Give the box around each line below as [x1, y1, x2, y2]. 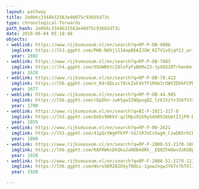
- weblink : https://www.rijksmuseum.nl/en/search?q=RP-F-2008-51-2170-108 [6, 141, 195, 147]
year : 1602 [11, 53, 38, 59]
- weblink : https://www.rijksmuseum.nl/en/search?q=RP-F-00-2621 [6, 125, 171, 131]
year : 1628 [11, 70, 38, 75]
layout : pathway [6, 8, 46, 15]
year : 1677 [11, 86, 38, 92]
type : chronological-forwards [6, 20, 81, 26]
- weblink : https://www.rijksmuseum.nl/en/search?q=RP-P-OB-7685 [6, 58, 171, 64]
